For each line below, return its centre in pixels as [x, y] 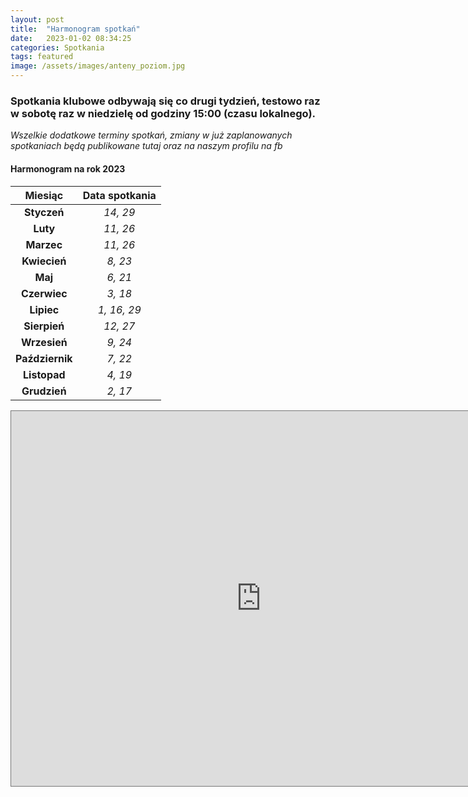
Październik [44, 358]
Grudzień [44, 391]
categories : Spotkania [57, 47]
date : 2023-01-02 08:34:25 [71, 38]
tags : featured [42, 57]
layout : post [37, 19]
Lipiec [44, 309]
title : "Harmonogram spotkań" [75, 29]
